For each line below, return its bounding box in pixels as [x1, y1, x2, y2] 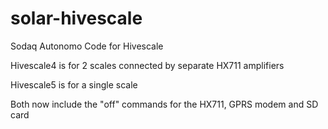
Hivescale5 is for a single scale [10, 78, 138, 91]
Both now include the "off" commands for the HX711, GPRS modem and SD [10, 98, 319, 110]
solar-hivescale [10, 7, 143, 30]
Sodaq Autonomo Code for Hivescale [10, 40, 164, 52]
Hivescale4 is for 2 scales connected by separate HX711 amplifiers [10, 59, 285, 71]
